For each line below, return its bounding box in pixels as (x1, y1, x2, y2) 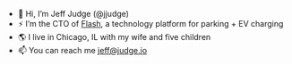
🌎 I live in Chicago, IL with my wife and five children (17, 32, 211, 42)
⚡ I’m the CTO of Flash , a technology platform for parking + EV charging (17, 19, 284, 28)
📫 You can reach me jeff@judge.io (17, 45, 148, 55)
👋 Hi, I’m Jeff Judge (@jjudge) (17, 9, 130, 19)
